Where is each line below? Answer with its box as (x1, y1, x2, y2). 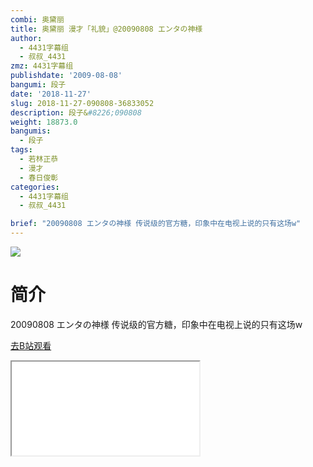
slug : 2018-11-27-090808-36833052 (10, 98, 155, 108)
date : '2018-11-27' (10, 89, 92, 99)
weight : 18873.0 (10, 117, 78, 127)
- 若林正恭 (19, 154, 59, 164)
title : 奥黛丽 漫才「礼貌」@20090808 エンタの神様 (10, 24, 203, 34)
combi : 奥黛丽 (10, 14, 65, 25)
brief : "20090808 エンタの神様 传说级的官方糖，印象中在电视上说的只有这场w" (10, 219, 302, 229)
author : (10, 33, 43, 43)
